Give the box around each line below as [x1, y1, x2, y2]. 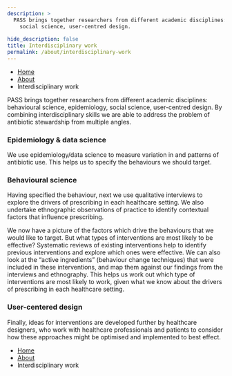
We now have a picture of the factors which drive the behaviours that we [7, 226, 214, 235]
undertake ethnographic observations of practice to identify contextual [7, 205, 209, 214]
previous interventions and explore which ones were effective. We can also [7, 248, 221, 256]
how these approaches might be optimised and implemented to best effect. [7, 332, 221, 341]
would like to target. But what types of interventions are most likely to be [7, 234, 213, 242]
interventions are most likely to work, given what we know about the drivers [7, 278, 222, 286]
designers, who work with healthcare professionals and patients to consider [7, 326, 223, 334]
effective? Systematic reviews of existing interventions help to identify [7, 241, 207, 250]
